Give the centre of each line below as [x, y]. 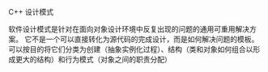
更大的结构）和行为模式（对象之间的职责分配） [93, 59]
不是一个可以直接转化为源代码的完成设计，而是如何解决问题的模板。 [145, 39]
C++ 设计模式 [31, 12]
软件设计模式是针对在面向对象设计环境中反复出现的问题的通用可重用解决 [129, 29]
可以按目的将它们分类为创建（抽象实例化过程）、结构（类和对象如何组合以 [131, 49]
